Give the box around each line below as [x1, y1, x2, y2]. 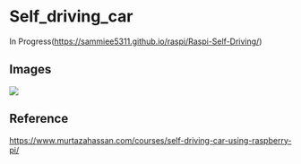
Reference [9, 111, 69, 126]
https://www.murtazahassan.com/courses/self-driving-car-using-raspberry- [9, 134, 292, 145]
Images [9, 62, 52, 77]
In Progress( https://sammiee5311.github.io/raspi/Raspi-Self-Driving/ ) [9, 36, 262, 47]
